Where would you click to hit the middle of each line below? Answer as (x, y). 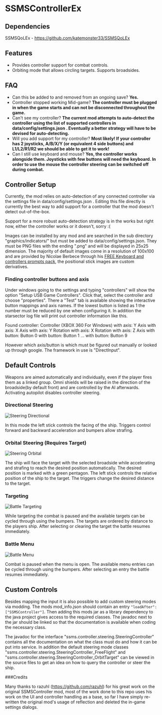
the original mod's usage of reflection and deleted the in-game (83, 702)
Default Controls (31, 366)
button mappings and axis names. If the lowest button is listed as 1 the (75, 305)
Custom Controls (31, 590)
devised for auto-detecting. (40, 133)
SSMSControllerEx (43, 9)
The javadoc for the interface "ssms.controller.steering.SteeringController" (80, 636)
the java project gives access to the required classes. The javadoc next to (79, 617)
